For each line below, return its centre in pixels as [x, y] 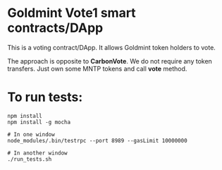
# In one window [31, 134]
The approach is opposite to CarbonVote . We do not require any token [110, 61]
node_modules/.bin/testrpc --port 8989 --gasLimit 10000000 [98, 140]
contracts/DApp [55, 28]
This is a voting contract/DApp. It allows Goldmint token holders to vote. [112, 47]
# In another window [38, 153]
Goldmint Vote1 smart [72, 13]
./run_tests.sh [30, 159]
